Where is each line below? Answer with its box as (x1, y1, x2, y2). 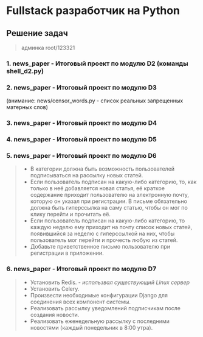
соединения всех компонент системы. (30, 298, 131, 305)
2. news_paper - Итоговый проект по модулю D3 (6, 83, 157, 91)
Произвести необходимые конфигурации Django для (30, 291, 168, 299)
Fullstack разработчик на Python (6, 4, 181, 18)
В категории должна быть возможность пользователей (30, 165, 175, 172)
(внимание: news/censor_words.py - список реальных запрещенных (6, 97, 184, 104)
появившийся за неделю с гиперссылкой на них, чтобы (30, 230, 175, 238)
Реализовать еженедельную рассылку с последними (30, 317, 170, 325)
